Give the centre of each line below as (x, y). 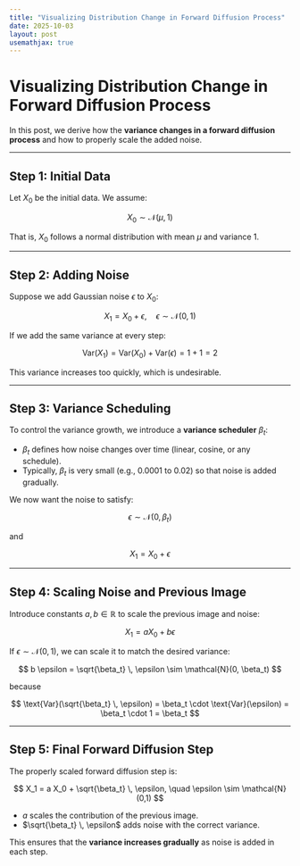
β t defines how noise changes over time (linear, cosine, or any (136, 450)
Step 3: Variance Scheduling (90, 408)
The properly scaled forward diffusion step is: (93, 771)
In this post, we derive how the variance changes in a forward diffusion (142, 130)
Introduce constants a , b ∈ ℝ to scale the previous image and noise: (135, 614)
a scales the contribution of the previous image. (110, 815)
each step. (29, 851)
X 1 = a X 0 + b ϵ (150, 633)
